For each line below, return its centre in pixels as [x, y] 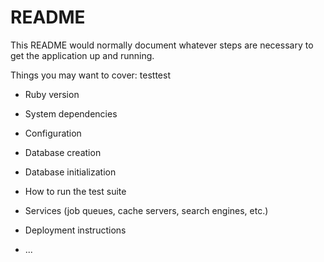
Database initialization [70, 172]
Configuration [53, 133]
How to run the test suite [75, 191]
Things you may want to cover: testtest [90, 75]
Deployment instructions [75, 230]
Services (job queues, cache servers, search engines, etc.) [146, 210]
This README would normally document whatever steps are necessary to [162, 45]
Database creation [63, 152]
